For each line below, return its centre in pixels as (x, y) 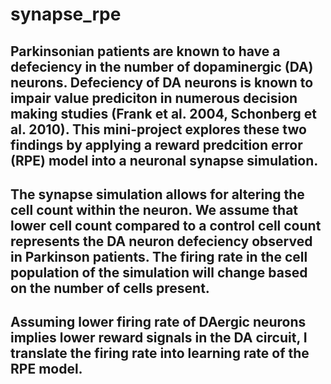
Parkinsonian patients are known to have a (145, 51)
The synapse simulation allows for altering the (157, 194)
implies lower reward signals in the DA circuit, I (159, 338)
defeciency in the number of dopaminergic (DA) (162, 66)
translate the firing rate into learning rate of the (160, 353)
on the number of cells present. (110, 288)
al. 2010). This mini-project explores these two (158, 129)
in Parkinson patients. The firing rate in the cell (159, 256)
